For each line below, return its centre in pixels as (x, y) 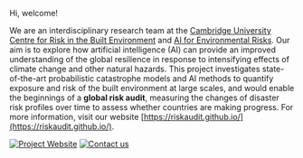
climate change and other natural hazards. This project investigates (135, 69)
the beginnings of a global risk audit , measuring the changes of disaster (145, 98)
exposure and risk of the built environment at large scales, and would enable (152, 88)
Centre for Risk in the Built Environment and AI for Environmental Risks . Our (150, 40)
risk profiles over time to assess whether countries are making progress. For (151, 107)
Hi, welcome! (34, 13)
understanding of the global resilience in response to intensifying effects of (149, 59)
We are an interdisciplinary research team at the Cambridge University (140, 30)
